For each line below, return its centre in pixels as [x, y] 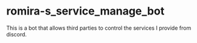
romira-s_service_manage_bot [85, 11]
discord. [17, 34]
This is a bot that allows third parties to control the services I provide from [99, 28]
